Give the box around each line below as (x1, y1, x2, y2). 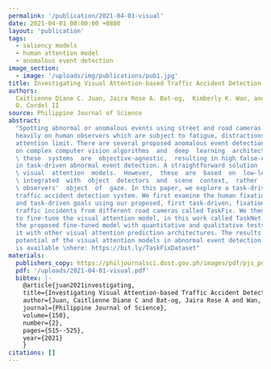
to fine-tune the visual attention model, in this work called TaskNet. (15, 214, 265, 222)
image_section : (8, 64, 60, 73)
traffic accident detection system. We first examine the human (15, 191, 236, 200)
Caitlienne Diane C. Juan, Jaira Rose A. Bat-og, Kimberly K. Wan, (15, 94, 251, 102)
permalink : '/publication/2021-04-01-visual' (8, 11, 164, 20)
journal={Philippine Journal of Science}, (23, 304, 168, 312)
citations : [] (8, 349, 56, 357)
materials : (8, 251, 45, 259)
